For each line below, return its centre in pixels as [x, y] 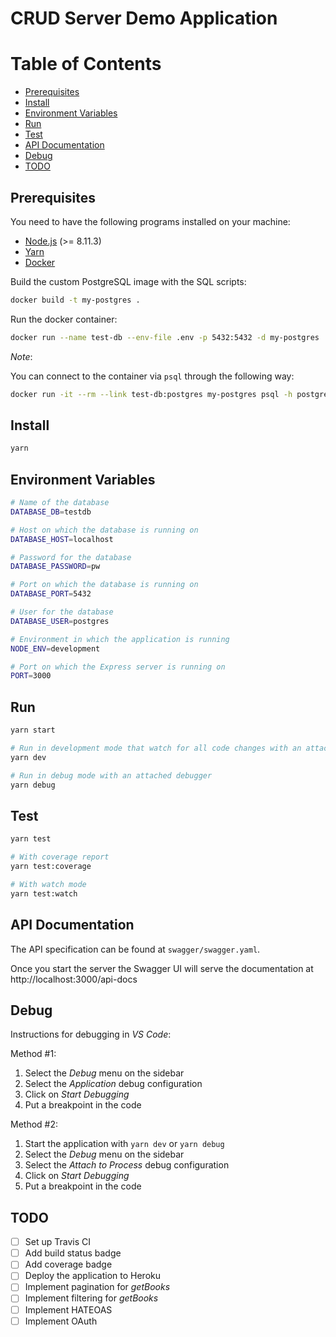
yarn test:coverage [51, 867]
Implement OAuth [61, 1321]
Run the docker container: [64, 319]
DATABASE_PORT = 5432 [51, 594]
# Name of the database [60, 503]
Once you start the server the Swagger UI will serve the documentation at [162, 968]
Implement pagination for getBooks [97, 1287]
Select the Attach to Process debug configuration [127, 1165]
